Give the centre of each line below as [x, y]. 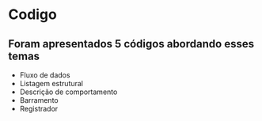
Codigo [32, 15]
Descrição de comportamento [68, 92]
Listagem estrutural [51, 83]
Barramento [39, 100]
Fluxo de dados [45, 75]
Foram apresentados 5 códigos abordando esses [131, 44]
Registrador [39, 109]
